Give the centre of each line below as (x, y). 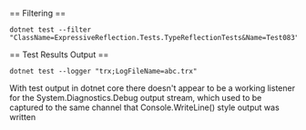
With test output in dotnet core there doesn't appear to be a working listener (153, 88)
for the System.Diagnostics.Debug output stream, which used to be (136, 98)
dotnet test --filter (51, 30)
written (23, 117)
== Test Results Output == (59, 55)
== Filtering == (38, 13)
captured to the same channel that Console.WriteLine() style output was (144, 107)
